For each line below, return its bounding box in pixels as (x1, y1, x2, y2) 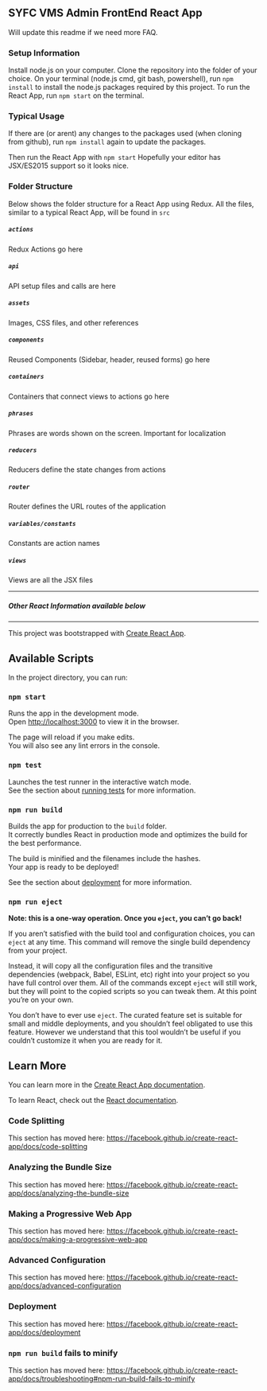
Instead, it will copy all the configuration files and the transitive (8, 961, 213, 971)
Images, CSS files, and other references (8, 318, 139, 327)
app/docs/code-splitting (8, 1142, 88, 1151)
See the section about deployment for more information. (8, 878, 192, 887)
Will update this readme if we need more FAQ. (8, 27, 158, 37)
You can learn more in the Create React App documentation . (8, 1080, 206, 1089)
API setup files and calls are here (8, 281, 117, 290)
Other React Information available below (8, 601, 145, 610)
